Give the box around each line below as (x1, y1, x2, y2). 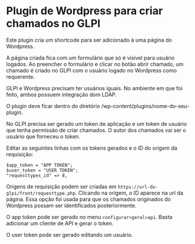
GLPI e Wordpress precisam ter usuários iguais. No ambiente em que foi (6, 84, 183, 91)
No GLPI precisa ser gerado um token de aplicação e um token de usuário (6, 120, 187, 127)
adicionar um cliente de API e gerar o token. (6, 220, 114, 227)
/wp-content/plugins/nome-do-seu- (100, 102, 190, 109)
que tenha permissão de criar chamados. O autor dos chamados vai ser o (6, 126, 186, 134)
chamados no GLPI (6, 17, 101, 30)
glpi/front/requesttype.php (6, 190, 76, 197)
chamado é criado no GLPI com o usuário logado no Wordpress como (6, 66, 177, 74)
